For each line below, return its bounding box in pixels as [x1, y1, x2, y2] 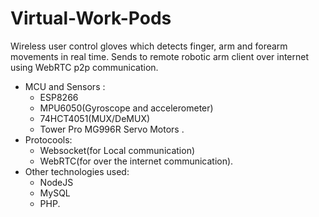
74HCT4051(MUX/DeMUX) [39, 112, 151, 124]
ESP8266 [39, 91, 79, 103]
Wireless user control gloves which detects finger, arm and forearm [10, 40, 288, 52]
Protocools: [24, 133, 73, 146]
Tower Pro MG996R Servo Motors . [39, 123, 185, 135]
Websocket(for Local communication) [39, 144, 196, 156]
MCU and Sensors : [24, 80, 106, 92]
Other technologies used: [24, 165, 130, 177]
